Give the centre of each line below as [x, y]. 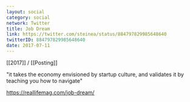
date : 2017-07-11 [28, 46]
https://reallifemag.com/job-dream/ [51, 92]
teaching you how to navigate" [45, 81]
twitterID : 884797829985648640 [46, 40]
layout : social [25, 12]
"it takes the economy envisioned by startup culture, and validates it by [95, 74]
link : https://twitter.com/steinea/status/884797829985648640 [87, 34]
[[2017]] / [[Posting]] [32, 62]
